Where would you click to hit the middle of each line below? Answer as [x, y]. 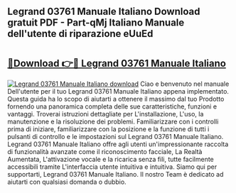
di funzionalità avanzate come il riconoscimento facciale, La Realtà [105, 151]
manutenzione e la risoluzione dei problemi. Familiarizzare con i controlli [113, 121]
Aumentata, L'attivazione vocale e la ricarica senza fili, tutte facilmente [111, 159]
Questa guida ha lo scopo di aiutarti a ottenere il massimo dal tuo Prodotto [116, 99]
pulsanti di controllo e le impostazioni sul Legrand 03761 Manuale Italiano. [116, 137]
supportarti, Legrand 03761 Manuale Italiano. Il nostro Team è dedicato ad [116, 174]
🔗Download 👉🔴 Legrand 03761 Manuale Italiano [117, 63]
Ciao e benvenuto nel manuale [184, 84]
